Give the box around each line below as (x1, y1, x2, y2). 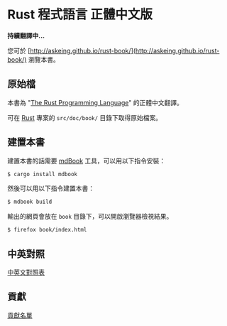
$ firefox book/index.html (7, 227, 87, 234)
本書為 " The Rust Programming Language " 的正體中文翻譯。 (7, 98, 183, 107)
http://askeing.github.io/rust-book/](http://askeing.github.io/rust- (30, 46, 220, 55)
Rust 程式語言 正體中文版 (7, 6, 153, 23)
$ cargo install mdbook (7, 170, 78, 178)
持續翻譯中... (7, 31, 45, 40)
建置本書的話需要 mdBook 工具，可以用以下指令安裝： (7, 156, 166, 165)
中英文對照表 (7, 268, 45, 276)
